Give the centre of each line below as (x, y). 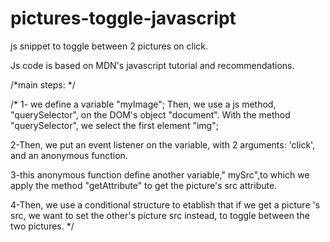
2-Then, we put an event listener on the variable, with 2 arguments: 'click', (163, 144)
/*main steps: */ (43, 84)
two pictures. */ (42, 226)
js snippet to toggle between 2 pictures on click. (109, 46)
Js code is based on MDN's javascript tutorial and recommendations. (152, 65)
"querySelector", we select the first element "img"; (114, 125)
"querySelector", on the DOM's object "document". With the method (150, 114)
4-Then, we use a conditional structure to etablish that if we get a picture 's (165, 204)
